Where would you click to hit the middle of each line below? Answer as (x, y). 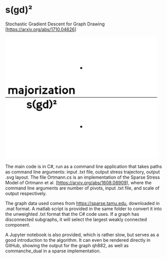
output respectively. (26, 193)
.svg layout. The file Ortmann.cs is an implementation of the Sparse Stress (83, 177)
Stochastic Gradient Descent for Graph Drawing (55, 24)
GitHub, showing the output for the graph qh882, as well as (67, 245)
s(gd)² (19, 10)
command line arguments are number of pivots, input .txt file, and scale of (82, 188)
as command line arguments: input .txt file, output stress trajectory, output (83, 172)
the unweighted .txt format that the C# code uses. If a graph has (72, 214)
